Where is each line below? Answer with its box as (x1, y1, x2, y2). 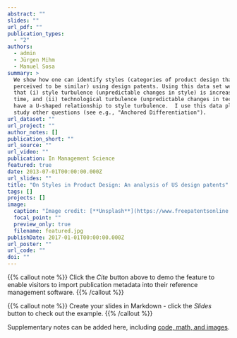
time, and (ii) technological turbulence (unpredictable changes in (13, 96, 219, 103)
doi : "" (7, 254, 30, 261)
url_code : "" (7, 247, 46, 255)
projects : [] (7, 194, 46, 202)
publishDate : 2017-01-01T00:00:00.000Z (7, 234, 125, 241)
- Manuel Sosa (13, 63, 55, 70)
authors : (7, 43, 33, 50)
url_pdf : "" (7, 23, 42, 30)
